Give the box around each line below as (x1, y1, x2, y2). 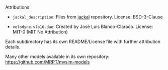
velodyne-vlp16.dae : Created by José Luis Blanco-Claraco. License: (12, 23, 153, 29)
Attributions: (5, 4, 31, 10)
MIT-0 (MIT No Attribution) (12, 29, 68, 34)
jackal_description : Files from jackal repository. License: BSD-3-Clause (12, 14, 163, 19)
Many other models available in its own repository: (5, 53, 110, 59)
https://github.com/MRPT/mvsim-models (5, 59, 90, 64)
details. (5, 44, 21, 49)
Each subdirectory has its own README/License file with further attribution (5, 38, 161, 44)
